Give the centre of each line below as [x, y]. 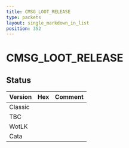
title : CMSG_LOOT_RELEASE [38, 12]
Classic [19, 107]
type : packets [24, 17]
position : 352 [24, 28]
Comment [69, 97]
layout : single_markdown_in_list [48, 23]
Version [21, 97]
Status [19, 80]
